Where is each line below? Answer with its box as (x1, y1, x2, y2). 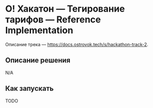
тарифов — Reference (5, 14, 101, 25)
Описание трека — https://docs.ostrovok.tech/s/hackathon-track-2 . (5, 41, 148, 47)
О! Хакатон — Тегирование (5, 3, 125, 15)
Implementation (5, 25, 73, 36)
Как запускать (5, 84, 54, 93)
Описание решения (5, 56, 71, 65)
